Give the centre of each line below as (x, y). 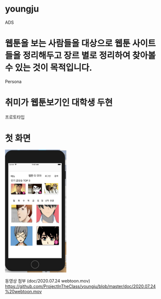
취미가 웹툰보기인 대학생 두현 (59, 103)
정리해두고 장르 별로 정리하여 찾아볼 (89, 56)
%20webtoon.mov (24, 291)
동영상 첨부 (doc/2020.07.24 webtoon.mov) (48, 281)
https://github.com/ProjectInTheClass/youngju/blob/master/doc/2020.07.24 (80, 286)
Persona (13, 82)
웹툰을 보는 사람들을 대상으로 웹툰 (68, 43)
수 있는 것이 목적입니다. (48, 68)
